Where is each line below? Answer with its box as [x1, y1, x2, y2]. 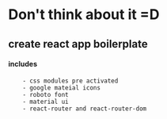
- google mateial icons [22, 83, 101, 92]
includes [8, 59, 38, 69]
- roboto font [22, 90, 69, 98]
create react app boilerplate [8, 37, 148, 51]
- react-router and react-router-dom [22, 105, 147, 113]
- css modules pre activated [22, 77, 119, 85]
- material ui [22, 98, 69, 106]
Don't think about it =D [8, 6, 160, 24]
